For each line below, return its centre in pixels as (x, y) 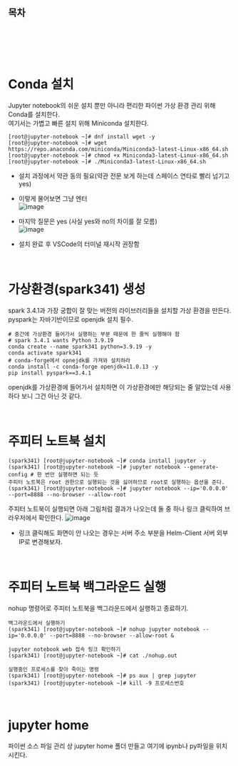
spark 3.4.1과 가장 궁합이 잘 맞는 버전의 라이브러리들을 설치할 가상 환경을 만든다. (120, 310)
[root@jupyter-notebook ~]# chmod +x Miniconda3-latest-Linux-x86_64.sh (118, 155)
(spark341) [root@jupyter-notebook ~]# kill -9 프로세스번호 (96, 683)
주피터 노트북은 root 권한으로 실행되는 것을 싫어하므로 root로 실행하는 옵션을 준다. (117, 482)
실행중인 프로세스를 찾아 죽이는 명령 (53, 669)
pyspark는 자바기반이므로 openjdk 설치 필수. (71, 319)
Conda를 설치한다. (34, 114)
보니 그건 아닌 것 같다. (52, 396)
